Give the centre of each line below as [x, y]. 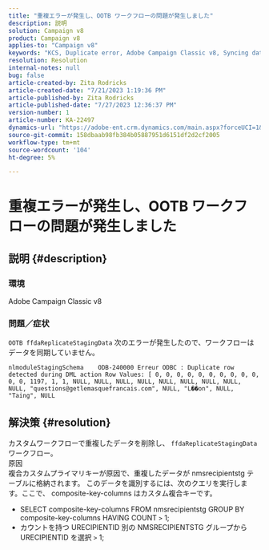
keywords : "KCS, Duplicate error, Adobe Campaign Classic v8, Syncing [128, 53]
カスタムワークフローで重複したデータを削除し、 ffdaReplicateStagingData [133, 443]
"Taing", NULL [32, 396]
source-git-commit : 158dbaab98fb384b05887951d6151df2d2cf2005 [114, 135]
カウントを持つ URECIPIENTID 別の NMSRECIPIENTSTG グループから [134, 528]
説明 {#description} [58, 259]
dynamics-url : [32, 127]
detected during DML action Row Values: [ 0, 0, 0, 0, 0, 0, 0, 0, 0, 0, [134, 375]
